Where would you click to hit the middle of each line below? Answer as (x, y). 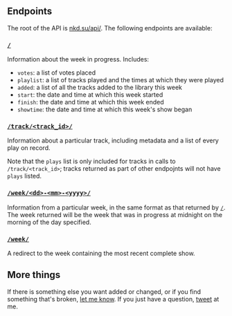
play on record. (29, 148)
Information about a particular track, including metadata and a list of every (113, 140)
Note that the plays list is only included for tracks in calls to (91, 161)
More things (34, 275)
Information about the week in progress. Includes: (78, 59)
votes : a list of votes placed (56, 73)
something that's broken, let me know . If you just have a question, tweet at (113, 299)
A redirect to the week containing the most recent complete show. (101, 253)
